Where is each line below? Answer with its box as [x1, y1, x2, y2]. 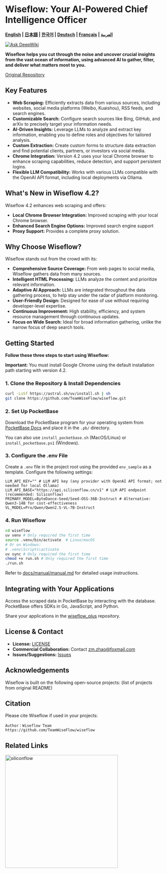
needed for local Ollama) [5, 483, 59, 488]
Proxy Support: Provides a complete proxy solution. [12, 228, 120, 234]
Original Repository [5, 71, 45, 77]
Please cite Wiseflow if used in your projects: [5, 713, 98, 719]
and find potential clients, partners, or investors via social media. [12, 147, 146, 154]
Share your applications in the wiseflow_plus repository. [5, 613, 120, 619]
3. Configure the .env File [5, 452, 68, 459]
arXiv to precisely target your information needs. [12, 121, 112, 127]
